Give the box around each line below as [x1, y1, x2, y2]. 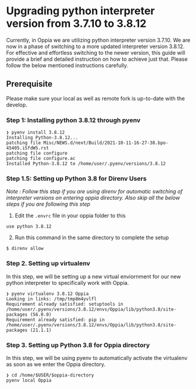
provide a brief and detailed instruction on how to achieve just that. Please [6, 55, 188, 62]
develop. [6, 101, 28, 108]
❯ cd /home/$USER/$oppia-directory [6, 372, 94, 378]
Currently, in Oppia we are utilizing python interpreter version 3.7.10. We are [6, 36, 191, 43]
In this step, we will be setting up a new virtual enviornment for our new [6, 272, 181, 280]
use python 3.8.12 [6, 224, 52, 230]
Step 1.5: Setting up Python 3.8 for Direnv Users [6, 174, 147, 183]
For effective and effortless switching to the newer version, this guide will [6, 49, 185, 56]
